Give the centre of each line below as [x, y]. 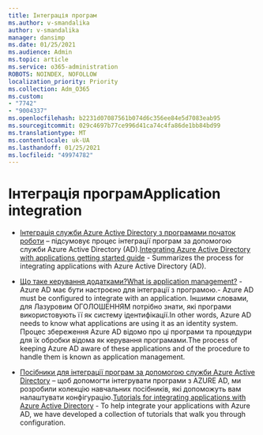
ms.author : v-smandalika [49, 23]
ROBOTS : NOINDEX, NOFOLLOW [53, 74]
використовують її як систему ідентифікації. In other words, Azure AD [135, 315]
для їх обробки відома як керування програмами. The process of [129, 340]
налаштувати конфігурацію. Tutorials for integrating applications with [133, 397]
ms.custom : [26, 96]
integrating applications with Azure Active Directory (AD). [113, 266]
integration [45, 211]
